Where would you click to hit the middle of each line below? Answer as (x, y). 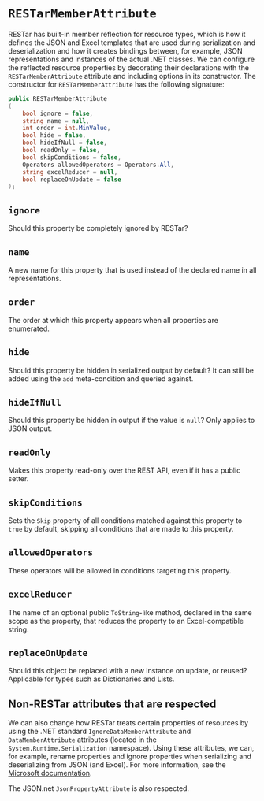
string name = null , (56, 121)
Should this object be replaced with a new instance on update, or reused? (128, 671)
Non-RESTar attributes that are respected (112, 704)
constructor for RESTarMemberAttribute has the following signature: (116, 84)
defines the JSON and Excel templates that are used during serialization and (132, 43)
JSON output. (30, 428)
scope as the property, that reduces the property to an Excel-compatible (126, 621)
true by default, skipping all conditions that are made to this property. (121, 529)
